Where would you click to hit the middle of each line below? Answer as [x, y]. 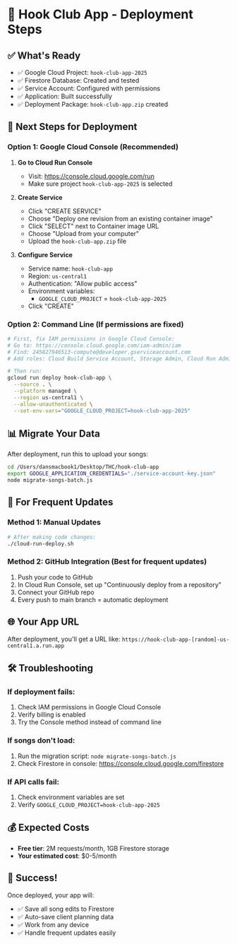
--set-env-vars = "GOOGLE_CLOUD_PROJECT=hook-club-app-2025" [102, 411]
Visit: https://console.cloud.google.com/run [91, 176]
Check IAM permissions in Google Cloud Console [89, 707]
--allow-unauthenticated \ [53, 404]
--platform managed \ [45, 391]
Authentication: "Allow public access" [83, 283]
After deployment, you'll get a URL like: [64, 639]
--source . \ [33, 384]
